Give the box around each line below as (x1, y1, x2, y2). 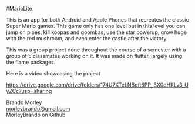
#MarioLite (6, 5, 32, 12)
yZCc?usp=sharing (6, 88, 52, 94)
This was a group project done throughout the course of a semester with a (6, 46, 186, 53)
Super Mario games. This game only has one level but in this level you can (6, 23, 186, 29)
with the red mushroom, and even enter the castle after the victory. (6, 35, 168, 42)
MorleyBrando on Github (6, 111, 66, 118)
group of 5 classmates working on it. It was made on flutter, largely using (6, 53, 183, 59)
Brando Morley (6, 99, 42, 106)
